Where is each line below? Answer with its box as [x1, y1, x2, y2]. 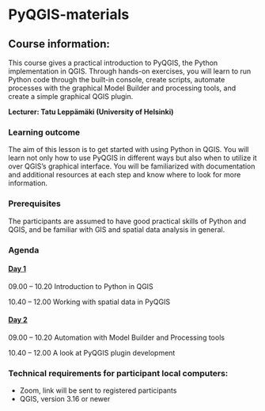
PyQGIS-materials [8, 6, 130, 24]
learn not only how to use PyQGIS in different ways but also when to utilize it [8, 153, 257, 163]
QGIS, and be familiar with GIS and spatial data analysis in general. [8, 224, 225, 234]
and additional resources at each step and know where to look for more [8, 170, 241, 180]
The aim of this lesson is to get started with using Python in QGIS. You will [8, 145, 249, 154]
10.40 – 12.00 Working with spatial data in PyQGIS [8, 297, 171, 306]
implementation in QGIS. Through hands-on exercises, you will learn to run [8, 67, 252, 76]
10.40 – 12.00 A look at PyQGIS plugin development [8, 348, 176, 357]
